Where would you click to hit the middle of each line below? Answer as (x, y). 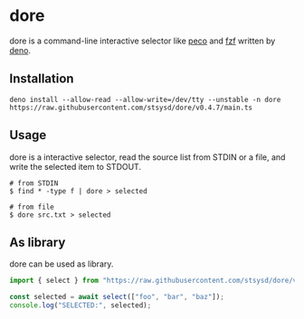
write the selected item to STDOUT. (76, 166)
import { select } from (54, 281)
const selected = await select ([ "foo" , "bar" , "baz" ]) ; (117, 297)
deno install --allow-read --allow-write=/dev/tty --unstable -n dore (145, 99)
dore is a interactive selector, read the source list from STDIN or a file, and (147, 157)
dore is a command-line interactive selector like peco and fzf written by (142, 41)
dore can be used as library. (62, 264)
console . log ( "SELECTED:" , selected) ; (81, 305)
